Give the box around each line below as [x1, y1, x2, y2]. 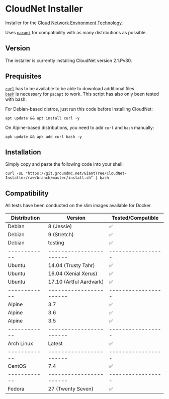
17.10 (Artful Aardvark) [48, 278, 104, 285]
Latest [48, 340, 63, 347]
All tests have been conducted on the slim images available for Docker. [5, 203, 152, 209]
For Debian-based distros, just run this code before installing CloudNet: [5, 106, 153, 112]
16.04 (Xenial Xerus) [48, 270, 98, 277]
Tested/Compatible [111, 215, 159, 222]
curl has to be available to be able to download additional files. [5, 85, 136, 91]
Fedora [8, 385, 25, 392]
